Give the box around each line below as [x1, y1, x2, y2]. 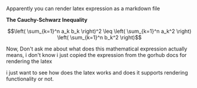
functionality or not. [6, 76, 54, 82]
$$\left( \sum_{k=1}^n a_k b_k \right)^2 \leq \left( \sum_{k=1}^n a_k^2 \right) [7, 28, 192, 35]
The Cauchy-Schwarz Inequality [6, 16, 88, 23]
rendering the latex [6, 58, 52, 65]
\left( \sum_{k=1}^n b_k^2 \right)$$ [57, 34, 142, 40]
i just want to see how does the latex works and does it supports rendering [6, 69, 188, 76]
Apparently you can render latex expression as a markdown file [6, 5, 160, 12]
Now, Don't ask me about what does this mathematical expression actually [6, 45, 188, 52]
